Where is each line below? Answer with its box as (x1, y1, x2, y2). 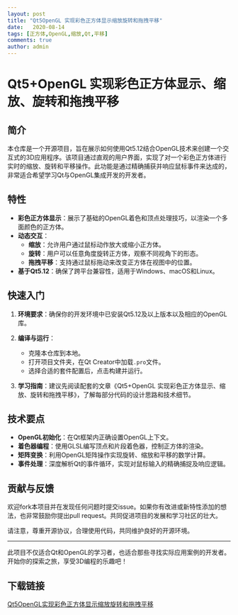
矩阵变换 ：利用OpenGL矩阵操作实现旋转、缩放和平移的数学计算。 (17, 451, 210, 459)
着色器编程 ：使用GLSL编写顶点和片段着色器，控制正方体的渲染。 (17, 442, 208, 451)
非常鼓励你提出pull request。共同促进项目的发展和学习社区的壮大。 (25, 512, 222, 520)
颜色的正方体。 (23, 222, 68, 231)
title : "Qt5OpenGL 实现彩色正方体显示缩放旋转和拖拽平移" (7, 17, 163, 24)
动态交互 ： (17, 231, 50, 239)
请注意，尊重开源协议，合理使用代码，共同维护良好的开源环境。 (7, 526, 193, 535)
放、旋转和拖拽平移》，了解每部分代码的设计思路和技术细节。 (17, 390, 195, 399)
